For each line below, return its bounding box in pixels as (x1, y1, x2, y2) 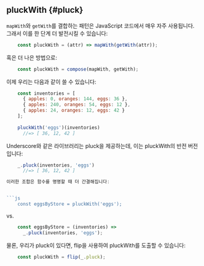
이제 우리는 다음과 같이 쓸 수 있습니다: (6, 78, 96, 85)
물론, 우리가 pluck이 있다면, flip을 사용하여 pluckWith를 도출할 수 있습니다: (6, 241, 186, 249)
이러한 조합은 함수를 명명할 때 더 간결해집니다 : (6, 179, 110, 185)
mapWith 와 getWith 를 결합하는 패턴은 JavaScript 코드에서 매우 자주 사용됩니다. (6, 22, 195, 29)
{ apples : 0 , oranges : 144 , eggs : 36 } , (22, 96, 128, 102)
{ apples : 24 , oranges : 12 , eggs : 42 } (22, 108, 125, 114)
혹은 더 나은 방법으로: (6, 53, 57, 61)
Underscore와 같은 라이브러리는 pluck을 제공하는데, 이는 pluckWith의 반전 (6, 142, 187, 149)
